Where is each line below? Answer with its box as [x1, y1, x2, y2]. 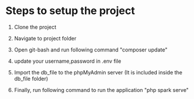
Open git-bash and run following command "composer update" [14, 46, 167, 53]
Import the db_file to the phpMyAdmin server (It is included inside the [14, 69, 183, 76]
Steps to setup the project [5, 4, 135, 18]
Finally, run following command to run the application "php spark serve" [14, 86, 189, 93]
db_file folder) [14, 75, 48, 82]
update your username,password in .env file [14, 57, 121, 64]
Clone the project [14, 23, 57, 30]
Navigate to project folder [14, 35, 77, 42]
